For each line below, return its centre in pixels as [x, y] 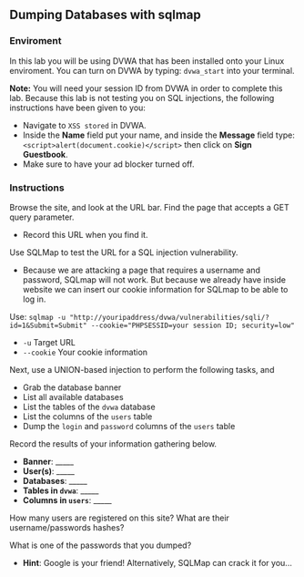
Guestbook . [45, 154]
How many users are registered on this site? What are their [120, 518]
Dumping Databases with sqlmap [106, 15]
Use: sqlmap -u [38, 316]
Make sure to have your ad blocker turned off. [108, 164]
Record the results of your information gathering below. [113, 443]
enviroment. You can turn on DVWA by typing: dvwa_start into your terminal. [152, 70]
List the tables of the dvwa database [89, 407]
